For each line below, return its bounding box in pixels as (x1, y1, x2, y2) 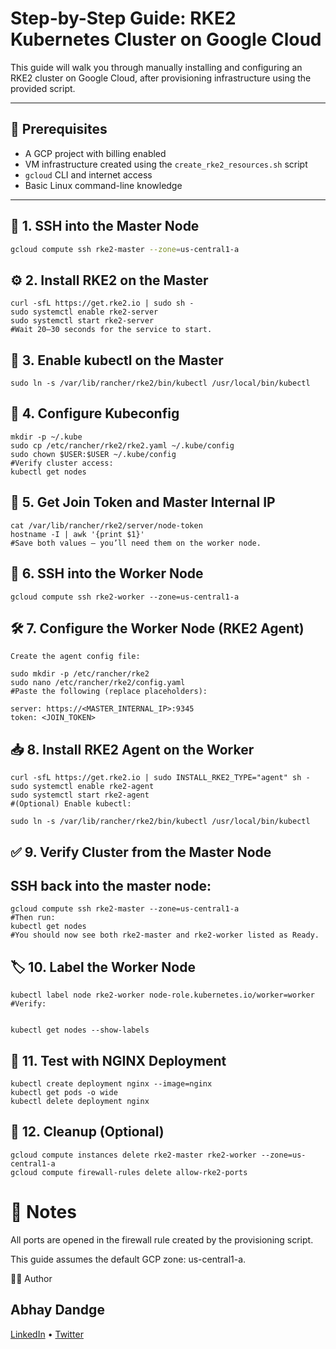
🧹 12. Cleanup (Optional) (10, 1123, 165, 1141)
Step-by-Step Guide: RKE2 (10, 7, 237, 30)
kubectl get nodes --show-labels (10, 1025, 150, 1036)
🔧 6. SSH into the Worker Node (10, 565, 204, 582)
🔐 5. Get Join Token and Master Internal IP (10, 494, 276, 511)
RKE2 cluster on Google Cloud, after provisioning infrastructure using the (10, 72, 312, 84)
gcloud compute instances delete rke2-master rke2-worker (10, 1150, 257, 1160)
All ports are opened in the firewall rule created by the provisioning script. (10, 1233, 314, 1246)
